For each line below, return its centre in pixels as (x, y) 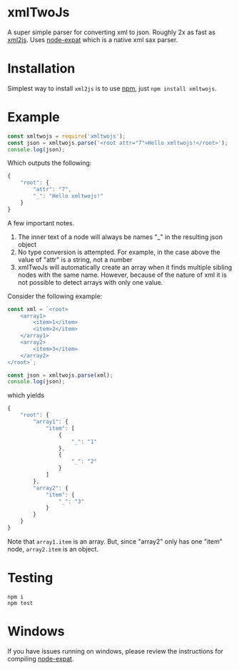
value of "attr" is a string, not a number (75, 259)
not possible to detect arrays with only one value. (90, 282)
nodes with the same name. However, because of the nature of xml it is (122, 275)
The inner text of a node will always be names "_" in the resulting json (120, 237)
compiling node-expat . (41, 659)
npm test (20, 603)
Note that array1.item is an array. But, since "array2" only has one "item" (115, 541)
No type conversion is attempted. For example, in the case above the (119, 252)
